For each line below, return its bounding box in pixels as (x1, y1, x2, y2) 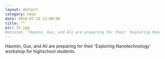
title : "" (5, 20, 26, 26)
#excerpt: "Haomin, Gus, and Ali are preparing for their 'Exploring (5, 30, 151, 35)
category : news (5, 12, 36, 17)
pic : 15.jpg (5, 25, 29, 30)
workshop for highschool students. (5, 48, 76, 54)
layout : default (5, 7, 38, 12)
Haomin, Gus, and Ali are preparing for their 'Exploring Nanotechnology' (5, 43, 151, 49)
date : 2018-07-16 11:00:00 (5, 16, 60, 21)
